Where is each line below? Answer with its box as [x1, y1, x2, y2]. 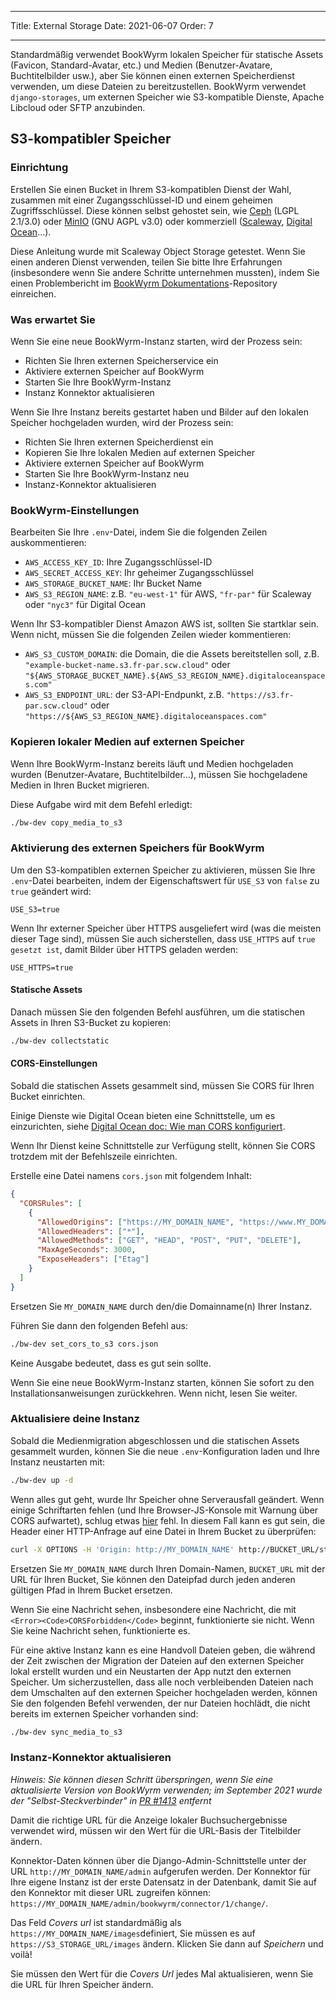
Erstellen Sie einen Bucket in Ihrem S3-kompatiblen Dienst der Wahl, [10, 183, 292, 195]
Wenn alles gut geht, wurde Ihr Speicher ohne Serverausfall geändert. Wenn [10, 1493, 325, 1505]
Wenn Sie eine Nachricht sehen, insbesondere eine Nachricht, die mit [10, 1603, 297, 1615]
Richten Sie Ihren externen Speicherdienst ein [24, 436, 214, 448]
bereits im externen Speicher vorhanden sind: [10, 1707, 199, 1720]
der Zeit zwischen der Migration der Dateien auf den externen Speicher [10, 1654, 305, 1666]
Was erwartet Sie [10, 312, 96, 326]
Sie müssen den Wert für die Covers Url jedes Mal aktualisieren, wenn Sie [10, 1967, 314, 1980]
